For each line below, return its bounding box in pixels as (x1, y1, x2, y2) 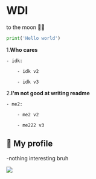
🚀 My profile (6, 139, 53, 149)
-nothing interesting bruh (6, 154, 69, 162)
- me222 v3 (17, 122, 45, 128)
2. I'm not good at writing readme (6, 89, 90, 96)
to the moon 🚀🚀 (6, 24, 45, 31)
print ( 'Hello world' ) (6, 35, 61, 41)
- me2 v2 (17, 111, 39, 118)
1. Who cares (6, 46, 38, 53)
